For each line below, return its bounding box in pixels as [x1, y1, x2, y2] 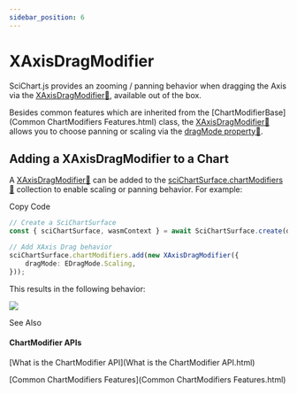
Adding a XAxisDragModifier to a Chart [9, 151, 230, 166]
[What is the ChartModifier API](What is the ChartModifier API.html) [9, 357, 255, 367]
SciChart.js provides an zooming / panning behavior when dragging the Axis [9, 81, 287, 91]
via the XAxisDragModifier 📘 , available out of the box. [9, 89, 202, 100]
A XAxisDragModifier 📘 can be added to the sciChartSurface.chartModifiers [9, 174, 284, 186]
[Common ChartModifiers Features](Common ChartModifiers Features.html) [9, 374, 286, 385]
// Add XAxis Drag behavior [9, 243, 113, 252]
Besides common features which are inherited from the [9, 107, 210, 118]
